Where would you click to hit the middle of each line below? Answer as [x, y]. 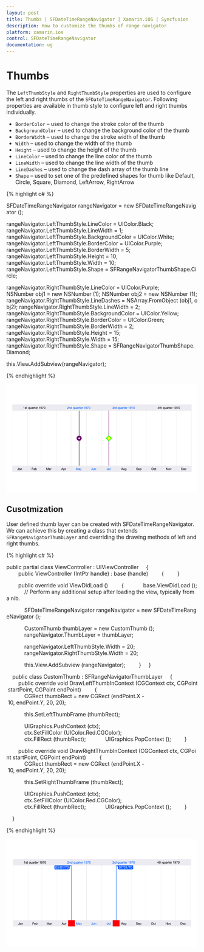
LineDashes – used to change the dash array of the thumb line [92, 169]
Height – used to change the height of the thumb [76, 150]
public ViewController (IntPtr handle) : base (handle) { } [99, 573]
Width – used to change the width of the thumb [73, 143]
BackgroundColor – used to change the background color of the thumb [102, 130]
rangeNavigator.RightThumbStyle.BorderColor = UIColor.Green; [86, 320]
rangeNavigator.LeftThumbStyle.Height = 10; [62, 256]
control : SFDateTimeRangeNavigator [51, 39]
